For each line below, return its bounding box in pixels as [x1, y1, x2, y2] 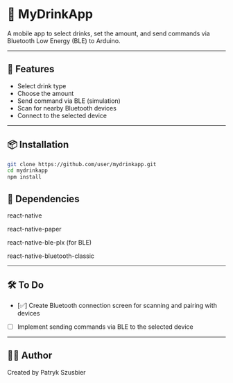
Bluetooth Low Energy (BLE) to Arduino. [7, 36, 121, 44]
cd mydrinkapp [7, 167, 49, 174]
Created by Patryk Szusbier [7, 368, 86, 376]
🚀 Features [7, 63, 55, 75]
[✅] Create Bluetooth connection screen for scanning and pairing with [17, 301, 217, 309]
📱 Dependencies [7, 193, 80, 204]
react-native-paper [7, 225, 62, 233]
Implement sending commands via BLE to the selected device [17, 323, 193, 331]
